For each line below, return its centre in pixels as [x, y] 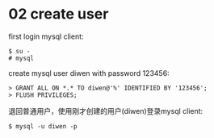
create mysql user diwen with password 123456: [89, 73]
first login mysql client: [46, 36]
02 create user [59, 14]
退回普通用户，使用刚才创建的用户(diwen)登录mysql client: [106, 111]
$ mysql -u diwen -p [43, 126]
